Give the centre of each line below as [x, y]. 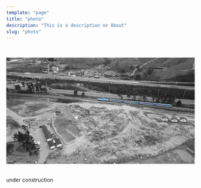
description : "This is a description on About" [67, 25]
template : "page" [28, 13]
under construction [30, 180]
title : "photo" [25, 19]
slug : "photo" [24, 32]
